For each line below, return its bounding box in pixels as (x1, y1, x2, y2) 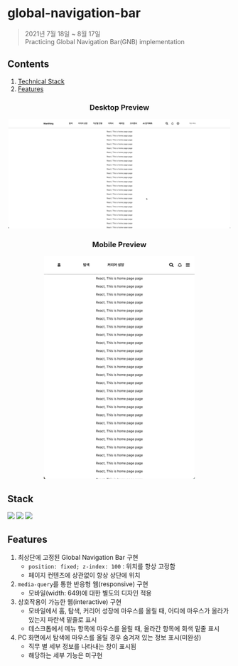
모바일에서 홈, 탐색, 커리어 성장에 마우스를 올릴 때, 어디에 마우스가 (28, 606, 210, 615)
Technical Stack (17, 77, 65, 85)
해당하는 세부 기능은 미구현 (28, 650, 103, 660)
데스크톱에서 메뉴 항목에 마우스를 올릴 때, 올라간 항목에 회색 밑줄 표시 (28, 624, 220, 633)
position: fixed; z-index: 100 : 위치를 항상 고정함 (28, 561, 176, 571)
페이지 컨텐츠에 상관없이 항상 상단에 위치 (28, 571, 141, 579)
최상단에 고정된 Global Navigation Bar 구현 (17, 553, 139, 561)
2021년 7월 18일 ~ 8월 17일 (24, 29, 101, 38)
